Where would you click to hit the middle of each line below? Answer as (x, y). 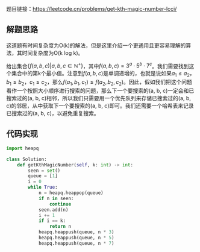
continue (60, 204)
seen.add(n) (53, 210)
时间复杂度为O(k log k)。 (53, 52)
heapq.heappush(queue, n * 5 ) (76, 238)
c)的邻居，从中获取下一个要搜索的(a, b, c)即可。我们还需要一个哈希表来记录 (100, 106)
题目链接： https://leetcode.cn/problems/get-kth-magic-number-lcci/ (92, 9)
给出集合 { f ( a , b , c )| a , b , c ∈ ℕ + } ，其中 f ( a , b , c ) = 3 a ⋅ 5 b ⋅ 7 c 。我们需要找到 (98, 65)
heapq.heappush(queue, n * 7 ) (76, 243)
